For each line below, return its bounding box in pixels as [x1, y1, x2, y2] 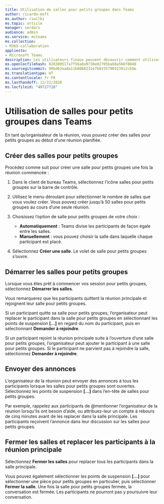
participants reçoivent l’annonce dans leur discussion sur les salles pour [5, 418, 150, 424]
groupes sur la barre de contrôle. [12, 184, 79, 190]
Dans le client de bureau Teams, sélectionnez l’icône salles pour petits [12, 179, 154, 185]
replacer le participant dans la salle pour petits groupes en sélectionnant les [5, 315, 158, 321]
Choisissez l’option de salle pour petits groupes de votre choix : [12, 214, 140, 220]
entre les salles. [19, 229, 51, 234]
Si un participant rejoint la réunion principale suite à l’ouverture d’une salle [5, 335, 154, 341]
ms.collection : [5, 39, 36, 44]
